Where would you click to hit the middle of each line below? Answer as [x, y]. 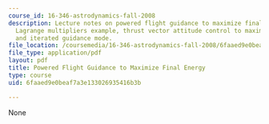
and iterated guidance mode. [64, 38]
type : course [30, 75]
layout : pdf [28, 61]
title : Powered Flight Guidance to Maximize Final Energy [107, 68]
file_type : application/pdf [55, 53]
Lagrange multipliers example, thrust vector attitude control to [128, 30]
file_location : [34, 46]
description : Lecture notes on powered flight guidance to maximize [125, 23]
